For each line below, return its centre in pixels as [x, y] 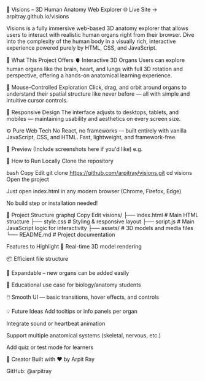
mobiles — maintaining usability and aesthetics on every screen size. [94, 119]
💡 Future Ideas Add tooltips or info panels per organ [72, 311]
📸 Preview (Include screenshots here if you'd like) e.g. [75, 149]
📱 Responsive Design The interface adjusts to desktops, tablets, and [93, 112]
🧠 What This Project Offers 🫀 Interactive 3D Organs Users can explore [96, 60]
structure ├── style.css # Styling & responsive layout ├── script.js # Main [100, 221]
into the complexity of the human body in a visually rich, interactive [91, 41]
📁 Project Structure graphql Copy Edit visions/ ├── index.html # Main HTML [102, 215]
